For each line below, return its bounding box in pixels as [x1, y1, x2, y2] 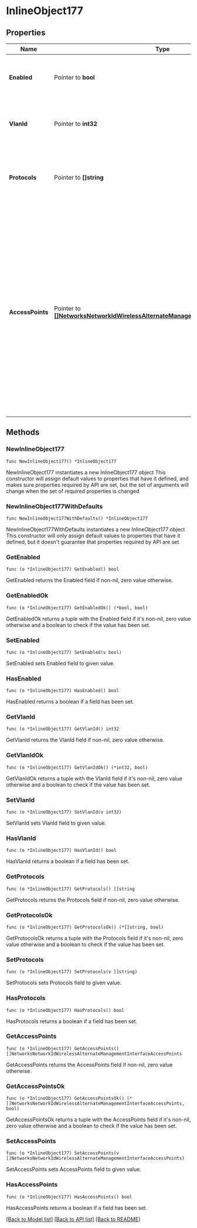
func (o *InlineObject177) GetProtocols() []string [6, 886, 135, 892]
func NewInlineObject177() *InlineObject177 [6, 458, 117, 464]
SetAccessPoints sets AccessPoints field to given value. [6, 1166, 142, 1173]
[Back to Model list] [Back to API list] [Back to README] [6, 1216, 141, 1223]
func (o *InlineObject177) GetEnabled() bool [6, 566, 119, 572]
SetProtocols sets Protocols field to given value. [6, 979, 122, 987]
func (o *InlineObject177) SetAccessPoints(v [6, 1150, 119, 1156]
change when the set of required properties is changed [6, 487, 140, 494]
